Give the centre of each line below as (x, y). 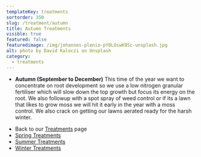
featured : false (26, 40)
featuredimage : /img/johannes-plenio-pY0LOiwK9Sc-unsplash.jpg (87, 46)
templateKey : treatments (37, 12)
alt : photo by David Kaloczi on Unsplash (59, 51)
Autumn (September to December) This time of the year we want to (100, 79)
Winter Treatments (38, 148)
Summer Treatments (40, 141)
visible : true (24, 34)
